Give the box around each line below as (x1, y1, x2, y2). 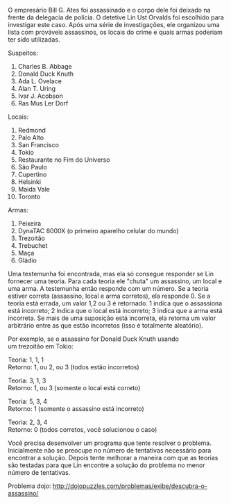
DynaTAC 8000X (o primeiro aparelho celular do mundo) (17, 227, 179, 235)
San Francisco (17, 141, 60, 149)
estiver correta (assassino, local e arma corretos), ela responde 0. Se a (8, 292, 211, 300)
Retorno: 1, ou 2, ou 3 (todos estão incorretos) (8, 363, 139, 371)
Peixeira (17, 219, 42, 228)
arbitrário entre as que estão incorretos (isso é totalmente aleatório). (8, 321, 203, 329)
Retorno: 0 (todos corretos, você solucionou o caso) (8, 426, 157, 433)
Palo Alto (17, 133, 44, 142)
